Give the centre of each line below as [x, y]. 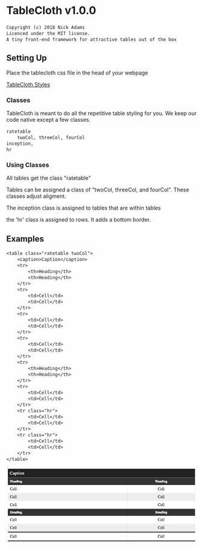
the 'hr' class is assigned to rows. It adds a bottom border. [79, 220]
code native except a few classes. [48, 120]
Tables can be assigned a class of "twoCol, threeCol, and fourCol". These [98, 190]
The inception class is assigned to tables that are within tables [84, 208]
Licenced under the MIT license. [48, 33]
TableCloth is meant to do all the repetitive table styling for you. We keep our [101, 113]
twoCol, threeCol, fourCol [51, 138]
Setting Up [27, 58]
